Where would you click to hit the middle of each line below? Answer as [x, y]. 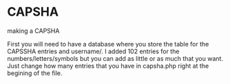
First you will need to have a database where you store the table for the [108, 44]
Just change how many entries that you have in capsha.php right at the [108, 66]
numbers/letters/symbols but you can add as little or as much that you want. [115, 58]
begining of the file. [35, 73]
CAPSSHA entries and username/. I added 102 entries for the [93, 51]
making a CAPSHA [33, 31]
